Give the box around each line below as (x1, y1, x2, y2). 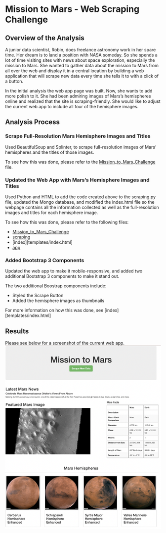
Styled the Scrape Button (12, 293, 64, 299)
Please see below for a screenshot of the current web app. (5, 340, 125, 346)
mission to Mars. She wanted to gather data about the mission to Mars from (5, 63, 159, 68)
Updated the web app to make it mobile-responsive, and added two (5, 268, 143, 274)
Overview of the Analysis (5, 34, 85, 42)
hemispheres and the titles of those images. (5, 149, 94, 155)
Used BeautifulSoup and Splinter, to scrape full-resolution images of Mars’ (5, 144, 157, 150)
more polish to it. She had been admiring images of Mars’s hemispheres (5, 93, 151, 99)
